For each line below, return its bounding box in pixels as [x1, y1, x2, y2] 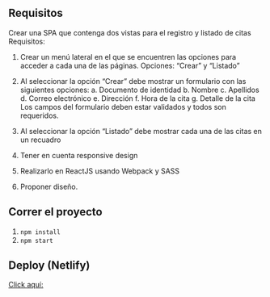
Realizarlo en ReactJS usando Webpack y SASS [19, 165, 180, 176]
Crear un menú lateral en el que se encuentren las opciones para [19, 52, 237, 61]
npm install [19, 228, 61, 236]
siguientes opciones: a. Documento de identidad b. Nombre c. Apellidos [19, 85, 260, 94]
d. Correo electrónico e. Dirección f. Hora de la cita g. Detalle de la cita [19, 93, 256, 103]
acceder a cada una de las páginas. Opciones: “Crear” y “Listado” [19, 61, 240, 70]
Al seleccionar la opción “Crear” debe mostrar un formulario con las [19, 76, 247, 86]
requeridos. [19, 111, 59, 120]
